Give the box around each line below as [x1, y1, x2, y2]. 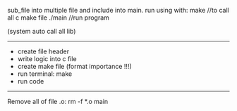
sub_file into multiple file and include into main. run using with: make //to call [7, 6, 229, 14]
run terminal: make [17, 70, 73, 78]
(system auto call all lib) [7, 27, 76, 35]
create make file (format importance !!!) [17, 63, 132, 70]
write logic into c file [17, 55, 77, 63]
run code [17, 77, 44, 85]
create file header [17, 47, 70, 55]
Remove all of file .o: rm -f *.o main [7, 98, 109, 105]
